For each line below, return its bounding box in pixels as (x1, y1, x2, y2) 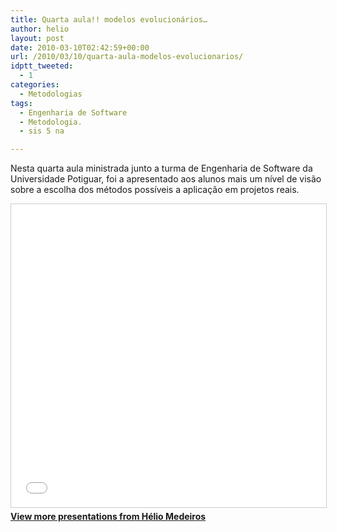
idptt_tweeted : (10, 61, 74, 71)
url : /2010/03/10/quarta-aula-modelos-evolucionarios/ (10, 52, 244, 62)
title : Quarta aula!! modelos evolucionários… (10, 14, 208, 25)
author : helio (10, 24, 70, 34)
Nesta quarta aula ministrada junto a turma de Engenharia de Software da (10, 162, 313, 175)
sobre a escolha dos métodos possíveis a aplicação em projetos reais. (10, 184, 300, 196)
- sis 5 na (19, 126, 65, 136)
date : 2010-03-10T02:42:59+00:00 (10, 42, 150, 53)
